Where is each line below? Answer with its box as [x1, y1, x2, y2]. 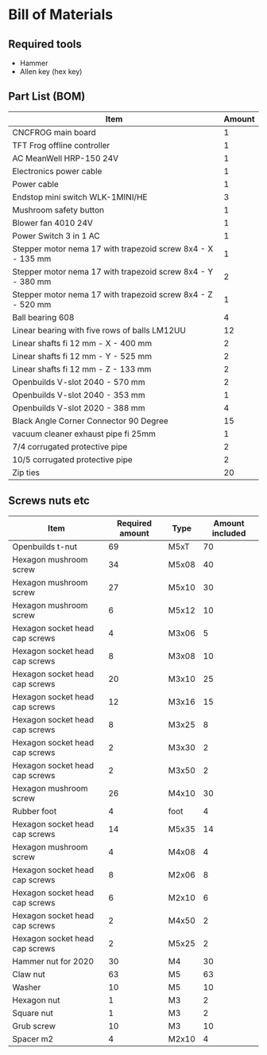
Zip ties [12, 467, 40, 478]
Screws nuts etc [8, 494, 90, 508]
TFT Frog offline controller [12, 139, 110, 150]
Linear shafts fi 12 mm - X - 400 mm [12, 337, 153, 348]
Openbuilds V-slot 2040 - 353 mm [12, 389, 145, 400]
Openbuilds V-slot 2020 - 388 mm [12, 402, 145, 413]
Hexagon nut [12, 995, 60, 1006]
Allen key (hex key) [19, 67, 83, 76]
